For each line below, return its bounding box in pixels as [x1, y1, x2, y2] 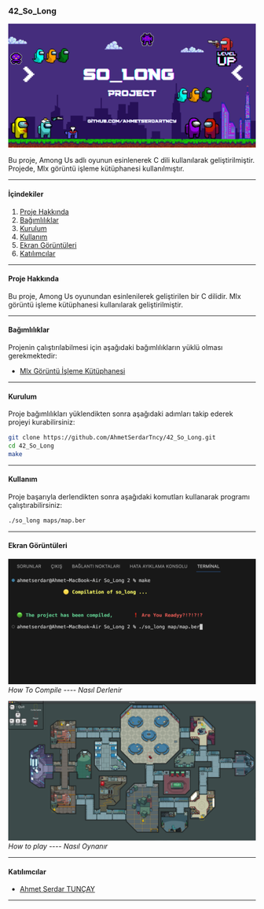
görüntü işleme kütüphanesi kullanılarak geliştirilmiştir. [8, 300, 183, 309]
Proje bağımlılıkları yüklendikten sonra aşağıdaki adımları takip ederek [8, 409, 233, 418]
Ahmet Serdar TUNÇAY [19, 885, 96, 894]
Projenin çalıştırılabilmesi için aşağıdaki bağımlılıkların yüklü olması [8, 342, 223, 351]
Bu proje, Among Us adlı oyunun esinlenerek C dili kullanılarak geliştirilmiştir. [8, 156, 255, 165]
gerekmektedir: [8, 351, 57, 360]
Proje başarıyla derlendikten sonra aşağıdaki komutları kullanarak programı [8, 491, 250, 501]
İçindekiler [8, 189, 44, 198]
